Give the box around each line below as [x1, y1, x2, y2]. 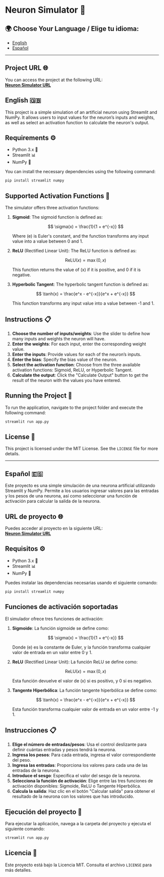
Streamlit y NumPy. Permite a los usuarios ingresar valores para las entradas [5, 488, 159, 494]
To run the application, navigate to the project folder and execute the [5, 405, 143, 410]
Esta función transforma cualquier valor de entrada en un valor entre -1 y [12, 706, 159, 712]
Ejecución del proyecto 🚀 [5, 808, 82, 816]
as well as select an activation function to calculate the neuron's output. [5, 119, 150, 125]
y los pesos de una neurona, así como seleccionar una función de [5, 493, 138, 499]
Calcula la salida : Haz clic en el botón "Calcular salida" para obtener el [12, 788, 155, 794]
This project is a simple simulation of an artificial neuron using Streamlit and [5, 109, 158, 115]
